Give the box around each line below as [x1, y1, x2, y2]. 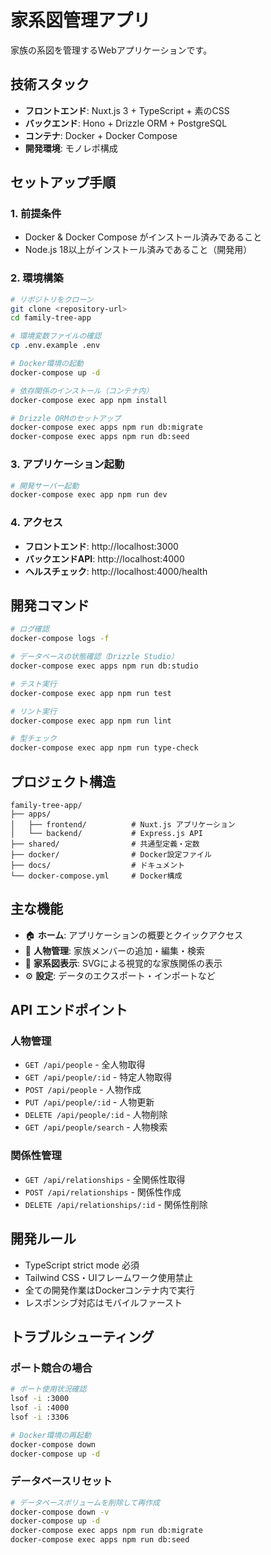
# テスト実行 [10, 679, 57, 689]
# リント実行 [10, 706, 57, 716]
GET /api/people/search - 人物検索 [24, 1121, 168, 1133]
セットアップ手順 [10, 174, 116, 191]
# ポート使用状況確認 [10, 1384, 87, 1395]
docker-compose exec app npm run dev [10, 490, 168, 500]
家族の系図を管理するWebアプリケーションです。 [10, 44, 213, 56]
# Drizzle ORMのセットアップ [10, 413, 122, 423]
